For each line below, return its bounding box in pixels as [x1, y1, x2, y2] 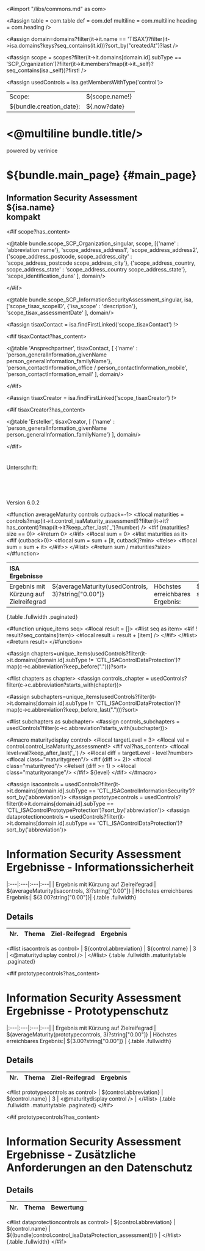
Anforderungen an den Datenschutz [6, 1161, 193, 1175]
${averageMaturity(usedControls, [51, 582, 148, 591]
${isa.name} [6, 202, 55, 213]
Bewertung [51, 1203, 84, 1211]
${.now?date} [86, 102, 125, 111]
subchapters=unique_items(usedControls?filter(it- [31, 693, 157, 701]
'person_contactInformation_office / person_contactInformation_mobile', [6, 364, 188, 371]
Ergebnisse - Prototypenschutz [6, 1004, 169, 1018]
